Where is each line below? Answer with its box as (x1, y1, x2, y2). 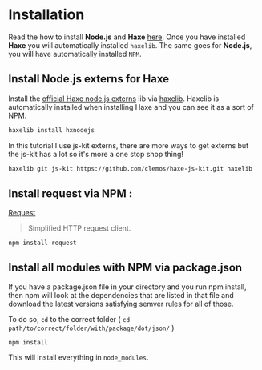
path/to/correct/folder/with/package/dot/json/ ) (8, 323, 175, 333)
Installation (8, 6, 85, 24)
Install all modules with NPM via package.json (8, 260, 243, 274)
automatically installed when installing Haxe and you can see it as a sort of (8, 102, 255, 111)
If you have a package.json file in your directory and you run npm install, (8, 282, 247, 292)
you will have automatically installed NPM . (8, 49, 142, 58)
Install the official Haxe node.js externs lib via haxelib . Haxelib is (8, 94, 220, 103)
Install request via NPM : (8, 187, 133, 200)
